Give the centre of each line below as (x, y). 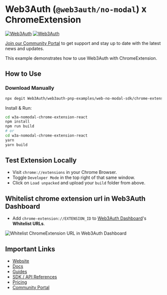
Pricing (20, 282)
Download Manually (30, 88)
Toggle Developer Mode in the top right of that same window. (74, 177)
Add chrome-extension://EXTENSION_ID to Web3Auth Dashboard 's (79, 218)
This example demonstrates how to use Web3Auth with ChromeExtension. (81, 58)
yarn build (16, 145)
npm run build (20, 126)
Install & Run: (19, 108)
